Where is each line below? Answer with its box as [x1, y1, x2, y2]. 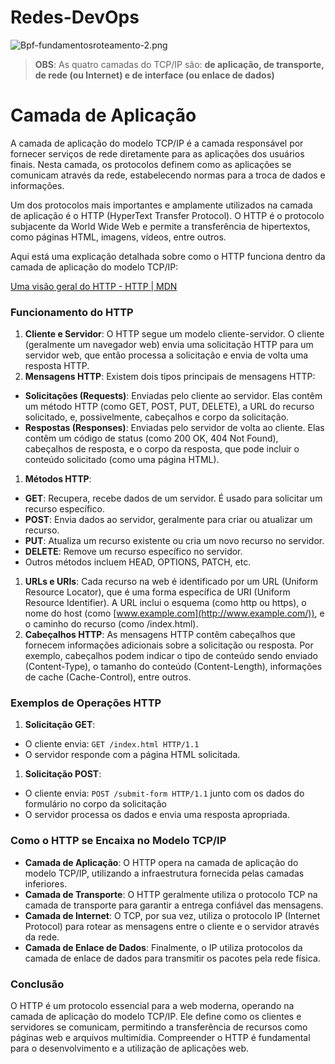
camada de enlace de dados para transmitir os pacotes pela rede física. [24, 952, 321, 964]
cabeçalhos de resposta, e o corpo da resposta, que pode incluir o [24, 443, 300, 455]
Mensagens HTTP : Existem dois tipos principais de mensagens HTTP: [24, 371, 316, 383]
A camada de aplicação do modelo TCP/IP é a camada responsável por [10, 137, 304, 149]
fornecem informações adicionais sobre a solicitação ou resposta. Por [24, 639, 314, 651]
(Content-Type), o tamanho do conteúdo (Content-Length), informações [24, 661, 323, 673]
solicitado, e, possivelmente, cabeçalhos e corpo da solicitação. [24, 411, 290, 423]
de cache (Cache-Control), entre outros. [24, 671, 192, 683]
